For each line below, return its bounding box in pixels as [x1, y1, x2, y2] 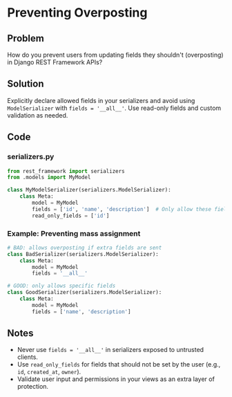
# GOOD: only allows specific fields [7, 282, 116, 290]
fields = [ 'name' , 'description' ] [32, 308, 131, 315]
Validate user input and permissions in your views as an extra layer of [17, 375, 215, 383]
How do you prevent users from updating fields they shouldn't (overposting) [7, 50, 224, 59]
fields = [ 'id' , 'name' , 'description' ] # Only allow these [32, 205, 212, 212]
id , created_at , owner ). [17, 368, 81, 376]
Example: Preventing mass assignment [7, 228, 141, 238]
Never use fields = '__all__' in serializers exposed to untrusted [17, 346, 204, 354]
